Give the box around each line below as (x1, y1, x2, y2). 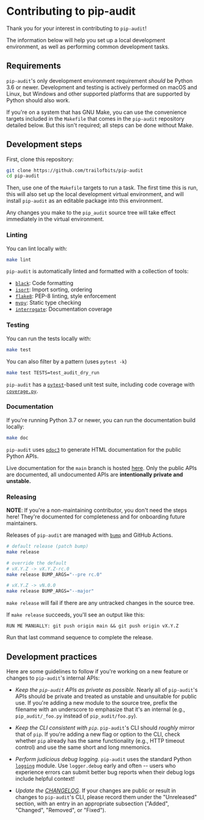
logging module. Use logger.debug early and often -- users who (15, 762, 176, 769)
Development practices (6, 651, 98, 662)
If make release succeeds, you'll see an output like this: (6, 611, 145, 618)
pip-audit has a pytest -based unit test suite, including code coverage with (6, 381, 195, 388)
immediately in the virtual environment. (6, 216, 104, 223)
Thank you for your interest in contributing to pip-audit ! (6, 25, 147, 32)
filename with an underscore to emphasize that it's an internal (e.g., (15, 705, 185, 713)
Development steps (6, 139, 82, 150)
